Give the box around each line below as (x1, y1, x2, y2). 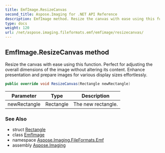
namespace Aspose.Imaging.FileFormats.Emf (12, 137, 104, 143)
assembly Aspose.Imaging (12, 142, 66, 148)
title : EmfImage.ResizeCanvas (5, 7, 67, 12)
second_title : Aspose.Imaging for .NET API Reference (5, 12, 118, 17)
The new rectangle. (73, 100, 118, 107)
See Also (5, 115, 27, 122)
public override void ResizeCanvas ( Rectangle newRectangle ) (5, 81, 131, 86)
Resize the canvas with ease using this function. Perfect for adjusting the (5, 61, 153, 67)
